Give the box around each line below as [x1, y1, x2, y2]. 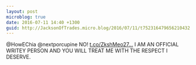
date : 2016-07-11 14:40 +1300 [6, 19, 80, 25]
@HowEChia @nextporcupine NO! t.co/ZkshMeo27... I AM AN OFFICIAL [6, 41, 179, 48]
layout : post [6, 8, 38, 15]
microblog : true [6, 14, 46, 20]
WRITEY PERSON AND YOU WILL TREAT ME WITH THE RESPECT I [6, 47, 168, 54]
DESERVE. [6, 53, 31, 60]
